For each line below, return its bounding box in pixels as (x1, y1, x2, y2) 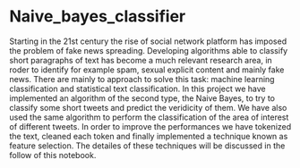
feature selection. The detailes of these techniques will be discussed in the (9, 140, 286, 151)
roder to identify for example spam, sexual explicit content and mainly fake (9, 64, 285, 75)
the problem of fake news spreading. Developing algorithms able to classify (9, 45, 288, 55)
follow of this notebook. (9, 149, 97, 160)
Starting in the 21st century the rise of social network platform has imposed (9, 36, 287, 46)
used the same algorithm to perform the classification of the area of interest (9, 112, 289, 122)
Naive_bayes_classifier (9, 6, 186, 27)
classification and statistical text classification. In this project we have (9, 83, 266, 94)
